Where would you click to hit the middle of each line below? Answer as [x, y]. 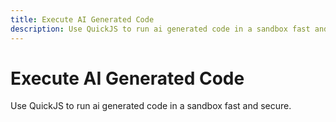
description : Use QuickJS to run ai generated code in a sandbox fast [160, 29]
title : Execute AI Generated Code [82, 19]
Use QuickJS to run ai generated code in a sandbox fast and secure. [151, 106]
